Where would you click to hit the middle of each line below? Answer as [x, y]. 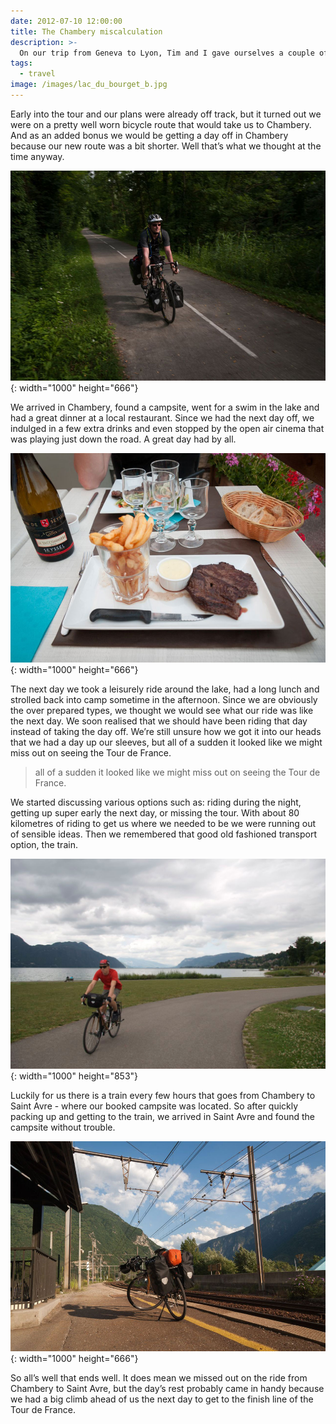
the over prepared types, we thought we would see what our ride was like [162, 711]
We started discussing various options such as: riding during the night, [156, 802]
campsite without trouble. [63, 1127]
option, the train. [44, 845]
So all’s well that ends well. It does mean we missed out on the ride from [159, 1377]
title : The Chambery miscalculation [86, 31]
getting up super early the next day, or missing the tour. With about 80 [155, 813]
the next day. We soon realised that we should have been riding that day [159, 721]
